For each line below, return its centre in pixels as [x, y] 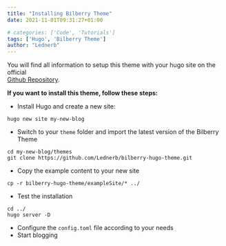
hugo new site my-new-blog [46, 119]
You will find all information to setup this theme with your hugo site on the [111, 65]
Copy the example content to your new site [78, 171]
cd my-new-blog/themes [40, 152]
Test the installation [45, 196]
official [17, 73]
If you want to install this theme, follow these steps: [83, 93]
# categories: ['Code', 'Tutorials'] [61, 32]
